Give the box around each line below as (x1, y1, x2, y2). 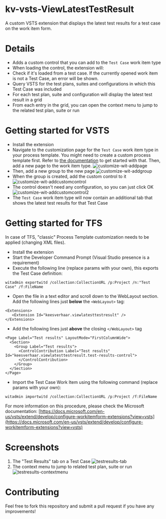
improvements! (5, 508, 36, 514)
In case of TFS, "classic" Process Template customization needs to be (5, 234, 150, 240)
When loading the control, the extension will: (12, 65, 104, 71)
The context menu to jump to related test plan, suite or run (12, 463, 132, 469)
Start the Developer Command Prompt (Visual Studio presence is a (12, 254, 150, 260)
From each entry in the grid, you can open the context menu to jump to (12, 102, 158, 108)
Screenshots (5, 441, 59, 453)
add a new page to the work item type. (12, 163, 92, 169)
